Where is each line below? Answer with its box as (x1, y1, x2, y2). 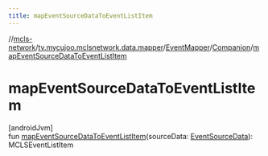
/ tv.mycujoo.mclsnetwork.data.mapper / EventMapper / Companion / (35, 42, 254, 52)
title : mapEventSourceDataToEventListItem (8, 11, 153, 20)
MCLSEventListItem (8, 140, 74, 150)
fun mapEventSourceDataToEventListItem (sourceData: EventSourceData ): (8, 131, 254, 141)
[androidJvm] (8, 122, 54, 133)
